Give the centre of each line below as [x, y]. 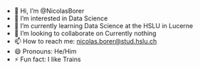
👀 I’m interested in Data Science [61, 18]
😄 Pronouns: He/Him [45, 51]
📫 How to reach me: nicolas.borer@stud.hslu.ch [85, 41]
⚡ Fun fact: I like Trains [47, 59]
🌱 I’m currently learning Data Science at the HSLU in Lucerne [104, 26]
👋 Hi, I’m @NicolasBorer [49, 11]
